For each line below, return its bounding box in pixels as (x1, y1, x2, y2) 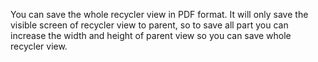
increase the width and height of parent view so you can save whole (10, 30, 292, 41)
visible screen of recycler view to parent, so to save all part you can (10, 19, 289, 31)
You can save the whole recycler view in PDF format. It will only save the (10, 9, 309, 20)
